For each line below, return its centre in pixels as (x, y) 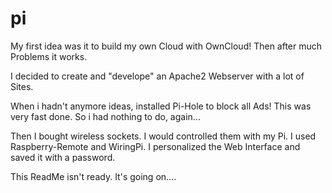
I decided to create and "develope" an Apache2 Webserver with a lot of (157, 76)
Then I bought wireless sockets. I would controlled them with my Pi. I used (163, 136)
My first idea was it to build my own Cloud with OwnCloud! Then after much (166, 46)
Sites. (22, 86)
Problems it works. (49, 56)
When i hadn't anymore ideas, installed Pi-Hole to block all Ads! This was (161, 106)
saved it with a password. (63, 157)
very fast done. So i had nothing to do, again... (105, 116)
